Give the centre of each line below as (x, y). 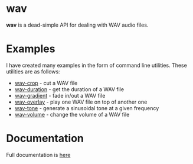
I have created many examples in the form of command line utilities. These (97, 65)
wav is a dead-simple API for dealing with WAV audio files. (77, 25)
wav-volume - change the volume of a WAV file (72, 114)
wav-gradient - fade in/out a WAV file (60, 95)
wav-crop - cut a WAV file (46, 83)
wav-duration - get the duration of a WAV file (69, 89)
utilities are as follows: (33, 71)
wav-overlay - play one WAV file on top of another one (81, 102)
